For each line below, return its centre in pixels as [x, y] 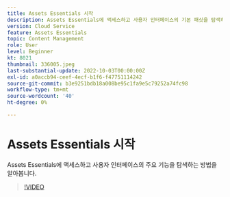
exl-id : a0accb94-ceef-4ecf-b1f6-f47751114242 [75, 77]
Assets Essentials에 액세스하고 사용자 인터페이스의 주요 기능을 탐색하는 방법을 [112, 164]
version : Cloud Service [41, 26]
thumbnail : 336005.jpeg [41, 64]
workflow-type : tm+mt [38, 90]
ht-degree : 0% [27, 103]
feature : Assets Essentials [47, 32]
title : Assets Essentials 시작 [50, 13]
